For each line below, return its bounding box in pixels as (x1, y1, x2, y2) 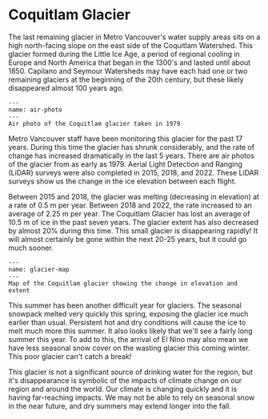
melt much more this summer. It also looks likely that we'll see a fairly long (8, 326, 253, 336)
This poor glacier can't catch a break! (8, 351, 132, 361)
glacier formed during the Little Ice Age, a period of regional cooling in (8, 49, 240, 58)
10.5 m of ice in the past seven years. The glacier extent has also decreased (8, 217, 258, 227)
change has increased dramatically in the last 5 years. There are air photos (8, 151, 254, 160)
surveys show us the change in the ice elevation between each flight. (8, 176, 237, 186)
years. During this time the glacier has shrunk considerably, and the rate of (8, 142, 254, 151)
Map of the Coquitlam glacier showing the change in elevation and (8, 279, 238, 288)
